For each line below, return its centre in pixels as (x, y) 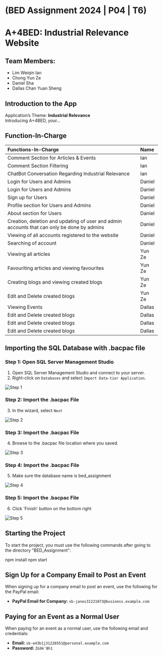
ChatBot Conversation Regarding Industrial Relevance (69, 173)
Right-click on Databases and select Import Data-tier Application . (79, 378)
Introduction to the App (41, 104)
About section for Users (35, 213)
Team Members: (30, 61)
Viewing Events (25, 307)
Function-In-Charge (36, 136)
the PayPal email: (22, 592)
